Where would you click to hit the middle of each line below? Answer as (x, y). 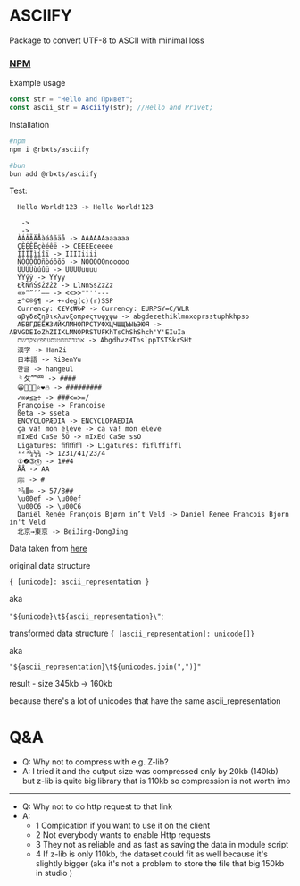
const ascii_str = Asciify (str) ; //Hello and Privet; (112, 108)
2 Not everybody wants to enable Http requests (123, 835)
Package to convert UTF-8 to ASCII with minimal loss (107, 40)
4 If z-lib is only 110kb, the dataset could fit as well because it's (151, 854)
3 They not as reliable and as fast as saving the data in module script (162, 845)
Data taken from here (48, 548)
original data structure (50, 566)
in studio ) (54, 873)
